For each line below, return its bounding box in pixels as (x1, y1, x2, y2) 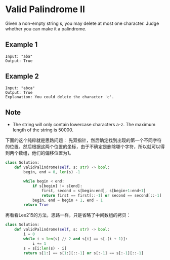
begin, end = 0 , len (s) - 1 (23, 170, 80, 175)
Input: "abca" (5, 85, 35, 91)
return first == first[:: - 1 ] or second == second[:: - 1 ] (41, 193, 162, 198)
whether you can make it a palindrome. (5, 25, 87, 31)
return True (23, 202, 49, 207)
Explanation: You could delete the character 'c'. (5, 94, 114, 99)
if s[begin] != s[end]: (32, 183, 82, 189)
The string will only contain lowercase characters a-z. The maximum (12, 122, 156, 128)
